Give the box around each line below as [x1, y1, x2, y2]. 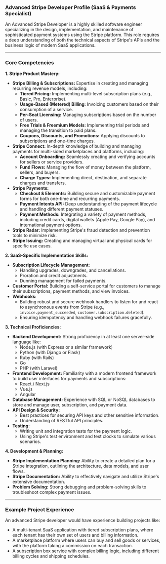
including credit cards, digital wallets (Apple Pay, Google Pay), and [19, 216, 155, 222]
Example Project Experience [5, 506, 74, 513]
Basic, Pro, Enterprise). [19, 96, 67, 102]
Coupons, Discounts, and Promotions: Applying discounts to [19, 132, 145, 138]
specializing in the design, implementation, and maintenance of [5, 27, 134, 33]
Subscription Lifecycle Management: [12, 262, 90, 268]
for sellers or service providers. [19, 159, 84, 164]
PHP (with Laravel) [19, 365, 58, 371]
